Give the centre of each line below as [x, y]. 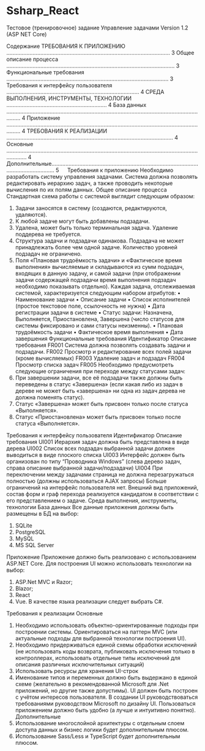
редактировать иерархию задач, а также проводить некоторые [90, 183]
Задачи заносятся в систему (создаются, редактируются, [91, 208]
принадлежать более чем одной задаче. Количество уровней [96, 247]
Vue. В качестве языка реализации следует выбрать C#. [89, 601]
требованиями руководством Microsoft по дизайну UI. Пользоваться [105, 703]
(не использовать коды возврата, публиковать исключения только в [105, 651]
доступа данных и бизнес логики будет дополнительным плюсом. [102, 730]
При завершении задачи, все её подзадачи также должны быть [99, 378]
